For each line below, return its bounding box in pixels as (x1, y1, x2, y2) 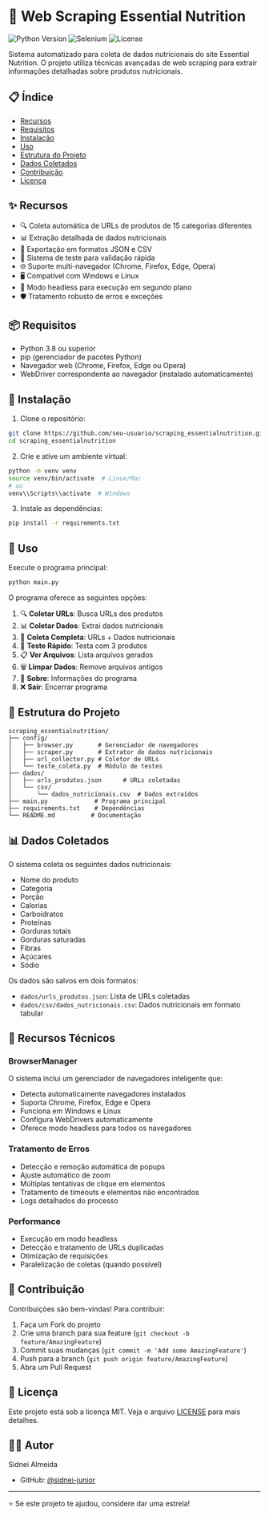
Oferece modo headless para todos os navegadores (19, 1123, 192, 1133)
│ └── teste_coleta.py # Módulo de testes (8, 762, 163, 770)
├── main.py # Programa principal (8, 797, 167, 805)
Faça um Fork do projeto (19, 1319, 102, 1329)
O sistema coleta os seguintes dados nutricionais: (8, 859, 172, 869)
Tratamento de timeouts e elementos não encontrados (19, 1187, 199, 1197)
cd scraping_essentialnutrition (8, 437, 116, 445)
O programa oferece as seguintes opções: (8, 593, 148, 602)
